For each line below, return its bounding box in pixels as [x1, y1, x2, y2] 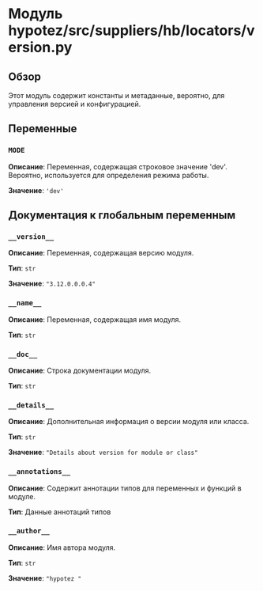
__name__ [8, 298, 42, 308]
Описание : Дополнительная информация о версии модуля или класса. [8, 417, 250, 426]
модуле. [8, 491, 36, 501]
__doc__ [8, 350, 38, 358]
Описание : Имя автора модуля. [8, 543, 116, 552]
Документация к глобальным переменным [8, 209, 236, 222]
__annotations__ [8, 468, 71, 476]
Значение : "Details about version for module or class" [8, 448, 199, 457]
